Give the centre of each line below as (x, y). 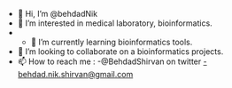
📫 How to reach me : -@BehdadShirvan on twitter (109, 61)
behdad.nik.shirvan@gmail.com (75, 74)
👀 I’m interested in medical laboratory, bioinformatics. (115, 23)
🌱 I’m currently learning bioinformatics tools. (112, 42)
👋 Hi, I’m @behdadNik (58, 14)
